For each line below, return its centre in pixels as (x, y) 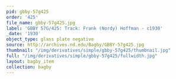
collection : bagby (29, 67)
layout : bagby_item (30, 61)
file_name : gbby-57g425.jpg (41, 23)
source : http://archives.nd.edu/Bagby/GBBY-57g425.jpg (75, 45)
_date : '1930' (24, 34)
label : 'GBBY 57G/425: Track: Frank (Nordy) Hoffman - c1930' (84, 28)
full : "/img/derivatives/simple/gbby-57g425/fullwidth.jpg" (82, 56)
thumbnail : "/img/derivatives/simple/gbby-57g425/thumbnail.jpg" (88, 50)
